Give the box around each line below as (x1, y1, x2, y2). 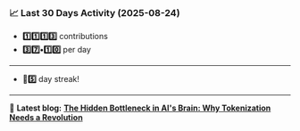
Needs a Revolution (9, 112, 83, 123)
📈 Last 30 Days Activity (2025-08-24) (9, 6, 180, 19)
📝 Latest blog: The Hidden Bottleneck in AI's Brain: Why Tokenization (9, 102, 271, 113)
